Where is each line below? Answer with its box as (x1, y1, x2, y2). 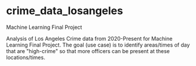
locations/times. (6, 54, 46, 61)
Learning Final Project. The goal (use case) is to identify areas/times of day (6, 41, 190, 48)
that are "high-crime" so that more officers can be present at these (6, 47, 170, 54)
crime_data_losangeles (6, 4, 124, 18)
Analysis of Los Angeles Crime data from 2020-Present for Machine (6, 35, 173, 42)
